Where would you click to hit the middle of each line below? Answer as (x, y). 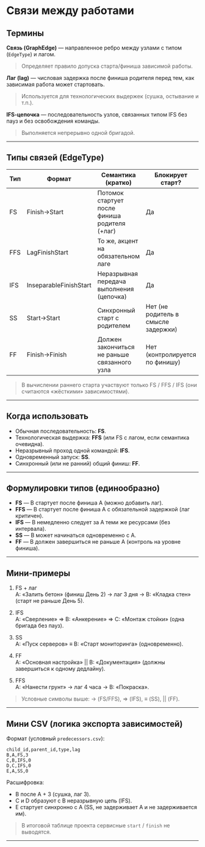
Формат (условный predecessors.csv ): (56, 738)
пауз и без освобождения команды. (53, 121)
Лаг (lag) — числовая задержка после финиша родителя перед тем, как (100, 78)
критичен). (29, 516)
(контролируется (171, 355)
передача (112, 281)
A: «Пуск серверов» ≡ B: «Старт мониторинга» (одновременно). (99, 644)
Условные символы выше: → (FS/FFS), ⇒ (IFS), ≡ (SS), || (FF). (100, 699)
